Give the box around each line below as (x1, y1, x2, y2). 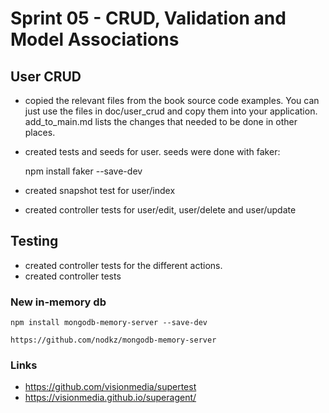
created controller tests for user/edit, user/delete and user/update (24, 204, 297, 216)
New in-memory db (10, 295, 107, 309)
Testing (10, 233, 59, 250)
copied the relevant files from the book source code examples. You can (24, 95, 320, 106)
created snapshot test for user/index (24, 185, 176, 196)
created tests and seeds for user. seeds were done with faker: (24, 146, 281, 157)
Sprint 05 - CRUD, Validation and (10, 7, 287, 30)
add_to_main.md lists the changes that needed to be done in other (24, 116, 298, 127)
